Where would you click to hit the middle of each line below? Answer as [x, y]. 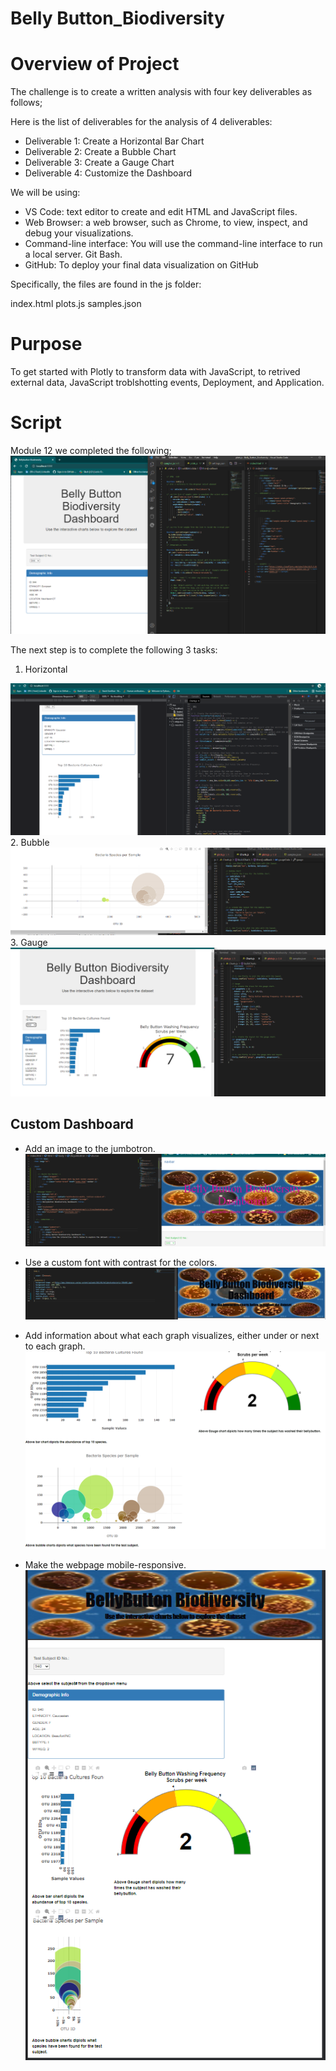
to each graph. [55, 1346]
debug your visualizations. [79, 233]
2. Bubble [30, 843]
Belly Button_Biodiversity [117, 18]
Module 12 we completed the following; [91, 450]
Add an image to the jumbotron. [90, 1148]
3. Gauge [29, 942]
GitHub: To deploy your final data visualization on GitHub [141, 265]
